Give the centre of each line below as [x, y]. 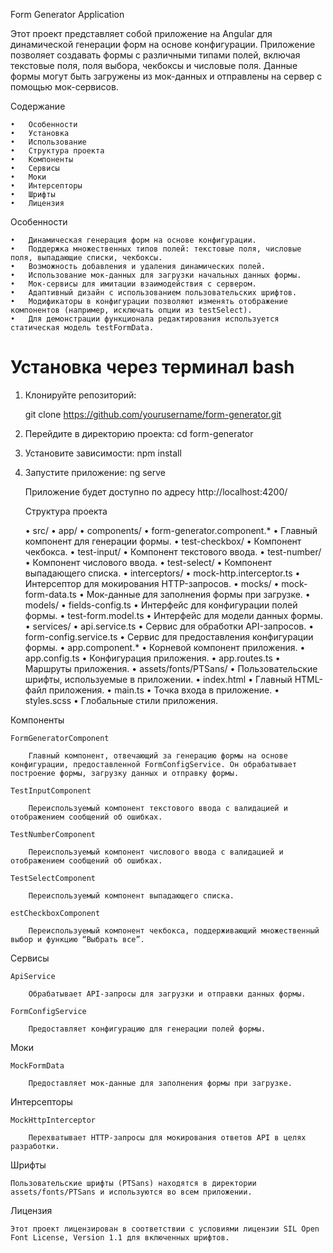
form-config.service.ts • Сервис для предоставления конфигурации [169, 636]
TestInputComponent [51, 790]
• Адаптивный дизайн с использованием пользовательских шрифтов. [154, 293]
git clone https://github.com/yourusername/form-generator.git [153, 414]
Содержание [38, 106]
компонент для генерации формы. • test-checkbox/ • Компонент [163, 541]
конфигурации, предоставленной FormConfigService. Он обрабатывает [154, 764]
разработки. [35, 1146]
